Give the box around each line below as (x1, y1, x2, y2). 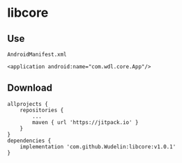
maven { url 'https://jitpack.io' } (32, 118, 139, 126)
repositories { (20, 107, 64, 114)
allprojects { (7, 100, 49, 107)
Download (7, 82, 52, 94)
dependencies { (7, 137, 52, 144)
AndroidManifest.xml (7, 51, 68, 58)
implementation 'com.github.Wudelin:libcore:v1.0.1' (20, 143, 176, 150)
